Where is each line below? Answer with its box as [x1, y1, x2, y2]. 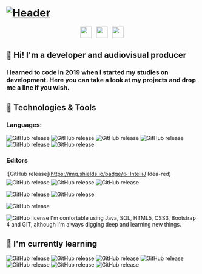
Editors [6, 156, 29, 164]
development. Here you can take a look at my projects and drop [6, 76, 196, 85]
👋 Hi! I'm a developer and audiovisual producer [6, 50, 187, 60]
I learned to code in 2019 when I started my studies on [6, 68, 169, 77]
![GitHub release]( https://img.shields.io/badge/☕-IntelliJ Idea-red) [6, 170, 172, 178]
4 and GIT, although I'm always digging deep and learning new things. [6, 221, 181, 228]
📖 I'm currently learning [6, 238, 98, 249]
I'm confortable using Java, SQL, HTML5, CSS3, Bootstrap [50, 214, 196, 222]
